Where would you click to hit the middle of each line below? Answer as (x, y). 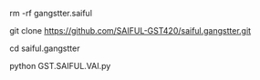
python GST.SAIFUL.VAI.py (60, 66)
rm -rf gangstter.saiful (51, 13)
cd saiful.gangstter (45, 48)
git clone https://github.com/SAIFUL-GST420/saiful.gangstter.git (130, 30)
